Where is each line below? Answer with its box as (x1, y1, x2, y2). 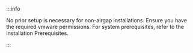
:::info (6, 5, 20, 12)
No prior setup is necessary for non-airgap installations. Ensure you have (6, 17, 188, 23)
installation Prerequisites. (6, 30, 69, 37)
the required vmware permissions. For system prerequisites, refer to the (6, 23, 185, 30)
